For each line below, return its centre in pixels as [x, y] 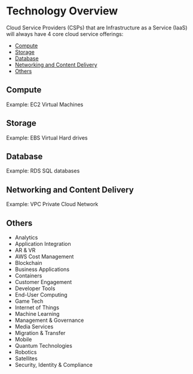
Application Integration [43, 244]
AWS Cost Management [44, 257]
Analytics [26, 237]
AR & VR [25, 250]
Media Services [34, 327]
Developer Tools [35, 288]
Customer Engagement [43, 282]
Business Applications [42, 269]
